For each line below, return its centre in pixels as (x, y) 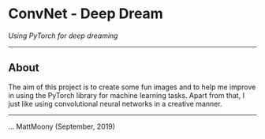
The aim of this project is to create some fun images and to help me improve (132, 87)
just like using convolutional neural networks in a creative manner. (115, 103)
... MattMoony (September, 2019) (62, 126)
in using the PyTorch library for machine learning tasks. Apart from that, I (127, 95)
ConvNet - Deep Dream (86, 14)
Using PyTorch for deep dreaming (63, 36)
